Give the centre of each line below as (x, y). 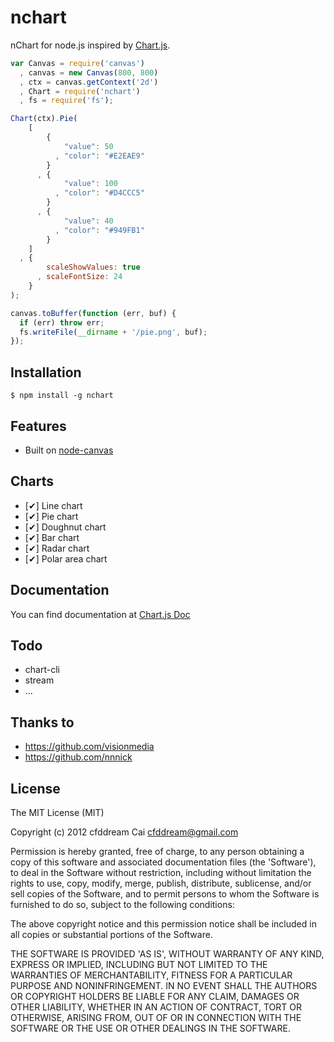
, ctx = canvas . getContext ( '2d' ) (89, 82)
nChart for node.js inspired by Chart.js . (90, 45)
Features (38, 426)
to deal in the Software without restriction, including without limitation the (161, 872)
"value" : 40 (88, 221)
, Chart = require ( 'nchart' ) (80, 91)
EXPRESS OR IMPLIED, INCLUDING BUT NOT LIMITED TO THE (139, 964)
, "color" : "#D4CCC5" (99, 193)
